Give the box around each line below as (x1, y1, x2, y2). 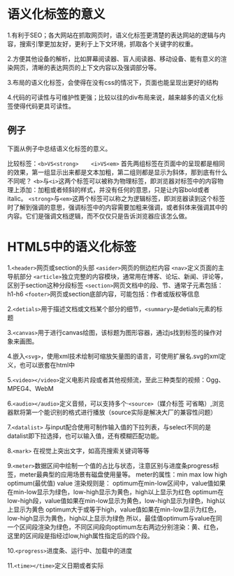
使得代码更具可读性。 (13, 102, 75, 110)
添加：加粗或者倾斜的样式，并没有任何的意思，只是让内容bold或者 (19, 185, 210, 193)
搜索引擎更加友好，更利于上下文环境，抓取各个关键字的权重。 (19, 39, 197, 48)
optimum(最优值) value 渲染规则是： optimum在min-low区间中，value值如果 (7, 479, 226, 487)
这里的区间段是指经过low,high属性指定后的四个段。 (7, 531, 154, 540)
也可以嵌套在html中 (19, 360, 75, 369)
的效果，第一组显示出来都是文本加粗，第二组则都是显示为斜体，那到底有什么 (7, 167, 228, 176)
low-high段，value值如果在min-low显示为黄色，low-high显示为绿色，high (7, 496, 220, 505)
